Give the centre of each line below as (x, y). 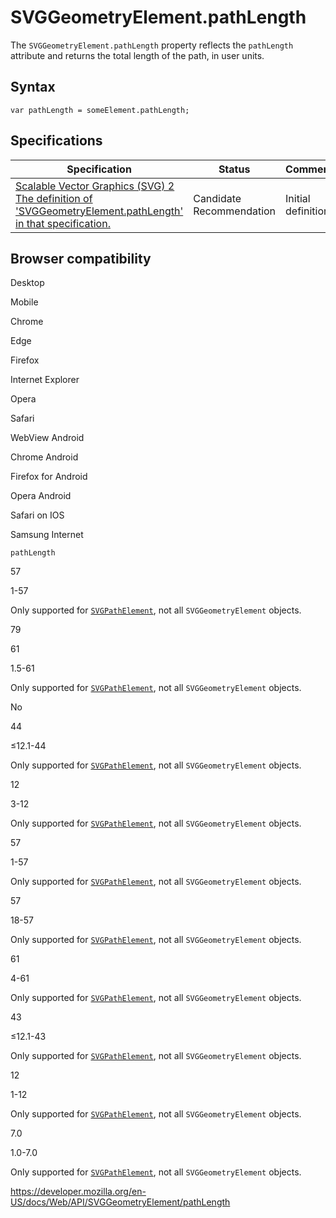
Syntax (33, 87)
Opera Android (41, 496)
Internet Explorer (45, 380)
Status (234, 169)
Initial (298, 198)
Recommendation (235, 211)
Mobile (24, 302)
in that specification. (63, 223)
